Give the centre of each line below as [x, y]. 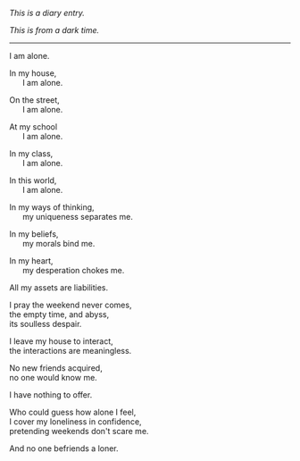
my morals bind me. [58, 243]
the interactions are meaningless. [71, 351]
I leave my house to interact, [61, 341]
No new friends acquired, [56, 368]
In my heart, [31, 261]
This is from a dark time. [54, 30]
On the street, [34, 100]
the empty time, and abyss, [59, 314]
